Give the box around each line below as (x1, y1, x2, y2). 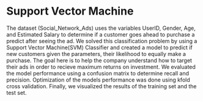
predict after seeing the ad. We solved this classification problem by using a (6, 37, 197, 44)
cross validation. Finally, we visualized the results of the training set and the (6, 82, 197, 89)
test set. (6, 89, 27, 96)
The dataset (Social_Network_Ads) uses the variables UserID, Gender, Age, (6, 24, 196, 32)
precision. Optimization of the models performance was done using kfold (6, 76, 191, 83)
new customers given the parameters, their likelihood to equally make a (6, 50, 186, 57)
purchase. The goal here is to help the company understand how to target (6, 57, 193, 64)
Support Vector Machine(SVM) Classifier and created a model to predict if (6, 44, 193, 51)
